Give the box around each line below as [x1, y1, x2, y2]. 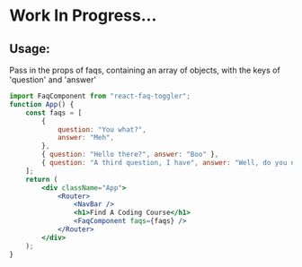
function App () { [9, 99, 75, 108]
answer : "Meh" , [57, 133, 115, 142]
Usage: [9, 41, 51, 56]
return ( [25, 175, 58, 184]
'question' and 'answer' [9, 74, 97, 85]
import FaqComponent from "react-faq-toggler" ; [9, 91, 191, 100]
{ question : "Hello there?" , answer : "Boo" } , [41, 150, 219, 159]
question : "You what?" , [57, 125, 147, 134]
